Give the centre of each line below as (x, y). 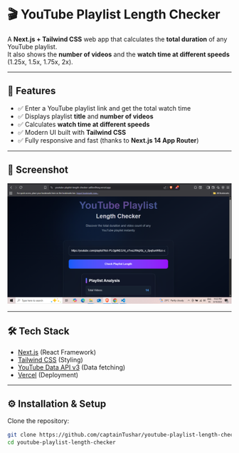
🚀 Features (32, 91)
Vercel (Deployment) (48, 375)
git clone (22, 435)
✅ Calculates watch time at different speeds (84, 124)
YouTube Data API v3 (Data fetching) (71, 367)
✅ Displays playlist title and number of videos (85, 116)
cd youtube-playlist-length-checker (62, 443)
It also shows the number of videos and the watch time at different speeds (118, 54)
